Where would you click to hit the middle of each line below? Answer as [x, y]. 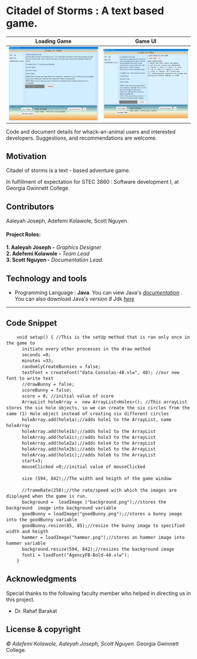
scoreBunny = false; [47, 390]
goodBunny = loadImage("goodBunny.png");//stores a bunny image [102, 514]
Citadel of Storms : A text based [85, 11]
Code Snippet [32, 323]
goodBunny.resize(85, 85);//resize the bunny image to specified [103, 525]
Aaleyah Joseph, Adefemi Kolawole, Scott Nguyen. [67, 221]
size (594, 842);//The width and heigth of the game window [96, 478]
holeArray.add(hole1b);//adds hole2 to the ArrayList [89, 431]
